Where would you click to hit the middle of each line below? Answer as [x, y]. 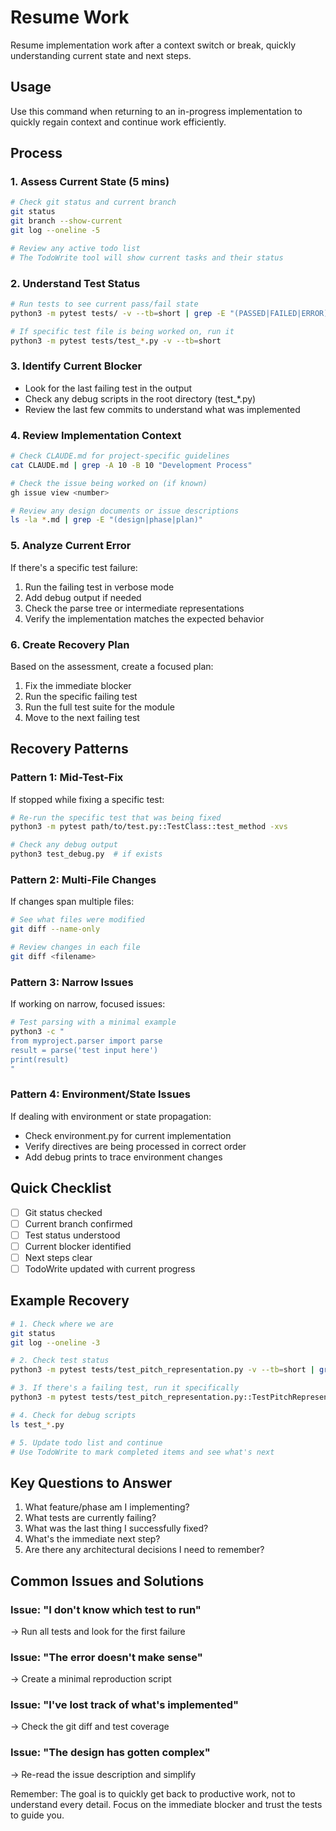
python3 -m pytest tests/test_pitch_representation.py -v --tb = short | [162, 1370]
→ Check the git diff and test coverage [90, 1727]
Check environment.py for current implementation [128, 1135]
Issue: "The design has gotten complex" [110, 1753]
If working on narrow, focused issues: [88, 1004]
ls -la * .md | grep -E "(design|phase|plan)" [106, 520]
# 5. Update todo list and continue [86, 1442]
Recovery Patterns [69, 749]
